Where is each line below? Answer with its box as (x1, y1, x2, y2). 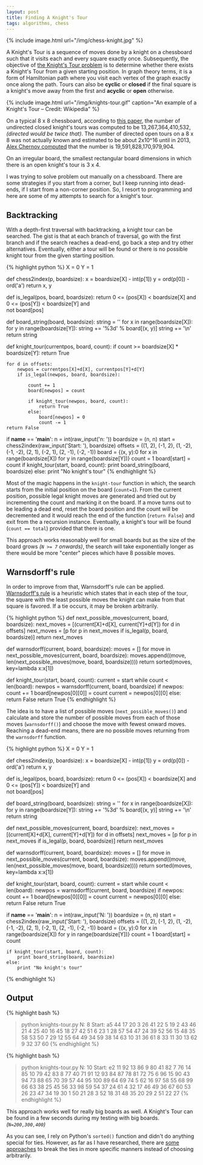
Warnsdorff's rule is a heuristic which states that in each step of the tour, (6, 589, 188, 597)
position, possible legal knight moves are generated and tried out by (6, 492, 176, 500)
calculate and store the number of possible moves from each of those (6, 714, 181, 721)
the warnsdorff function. (6, 733, 67, 741)
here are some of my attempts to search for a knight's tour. (6, 192, 153, 200)
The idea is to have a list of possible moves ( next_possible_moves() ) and (6, 708, 187, 715)
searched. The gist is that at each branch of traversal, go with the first (6, 233, 181, 240)
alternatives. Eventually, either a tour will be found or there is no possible (6, 245, 188, 253)
